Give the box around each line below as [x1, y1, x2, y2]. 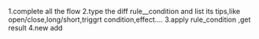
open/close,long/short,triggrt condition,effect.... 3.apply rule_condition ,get [8, 15, 251, 24]
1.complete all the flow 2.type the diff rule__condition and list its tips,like [8, 7, 241, 16]
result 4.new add [8, 23, 63, 32]
